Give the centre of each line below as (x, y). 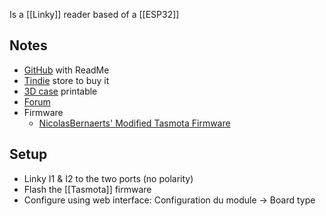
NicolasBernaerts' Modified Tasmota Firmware (134, 123)
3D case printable (60, 91)
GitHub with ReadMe (66, 70)
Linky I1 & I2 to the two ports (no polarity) (108, 178)
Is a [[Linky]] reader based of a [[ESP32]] (94, 14)
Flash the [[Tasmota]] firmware (87, 189)
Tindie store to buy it (66, 80)
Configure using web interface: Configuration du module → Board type (169, 200)
